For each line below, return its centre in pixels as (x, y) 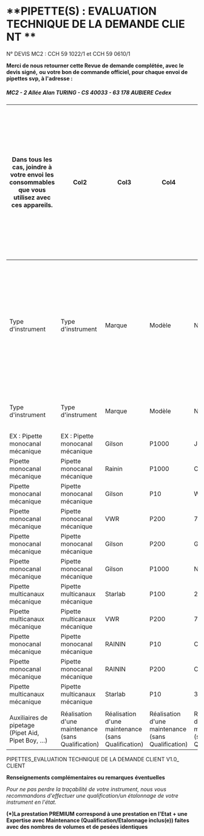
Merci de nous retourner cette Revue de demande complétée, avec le (95, 66)
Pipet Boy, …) (29, 740)
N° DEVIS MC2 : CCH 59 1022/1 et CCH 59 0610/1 (68, 53)
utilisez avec (32, 197)
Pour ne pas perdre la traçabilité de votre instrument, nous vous (87, 789)
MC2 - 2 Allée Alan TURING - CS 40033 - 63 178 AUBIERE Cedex (89, 92)
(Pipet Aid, (24, 733)
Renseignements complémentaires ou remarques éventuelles (86, 777)
